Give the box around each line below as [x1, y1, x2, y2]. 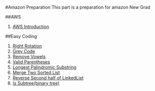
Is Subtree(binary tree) [12, 80, 60, 86]
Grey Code [12, 48, 35, 54]
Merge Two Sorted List [12, 69, 60, 75]
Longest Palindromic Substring [12, 64, 76, 70]
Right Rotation [12, 43, 42, 49]
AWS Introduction [12, 23, 49, 29]
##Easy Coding [5, 33, 37, 39]
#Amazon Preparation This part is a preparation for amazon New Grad [5, 4, 150, 10]
